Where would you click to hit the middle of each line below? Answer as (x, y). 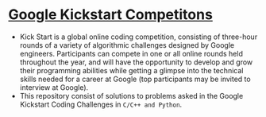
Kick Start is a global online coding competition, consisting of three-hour (139, 37)
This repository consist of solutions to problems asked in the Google (131, 96)
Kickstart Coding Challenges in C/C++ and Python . (101, 104)
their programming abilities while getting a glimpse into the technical (131, 70)
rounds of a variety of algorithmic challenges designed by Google (127, 45)
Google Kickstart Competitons (110, 15)
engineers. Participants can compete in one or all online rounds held (131, 53)
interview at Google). (54, 87)
